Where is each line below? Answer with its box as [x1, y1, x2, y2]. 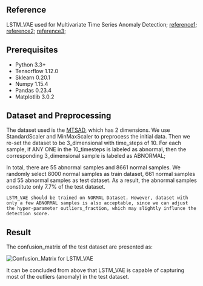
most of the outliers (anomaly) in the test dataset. [6, 273, 130, 281]
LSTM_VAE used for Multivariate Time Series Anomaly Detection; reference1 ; [6, 21, 198, 28]
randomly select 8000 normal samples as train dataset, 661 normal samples [6, 171, 196, 178]
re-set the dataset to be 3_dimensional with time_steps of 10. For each [6, 139, 182, 147]
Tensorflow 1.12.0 [15, 67, 59, 74]
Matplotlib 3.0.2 [15, 93, 55, 100]
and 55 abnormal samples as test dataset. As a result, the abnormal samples [6, 177, 197, 184]
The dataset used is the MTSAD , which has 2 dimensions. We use [6, 126, 171, 134]
